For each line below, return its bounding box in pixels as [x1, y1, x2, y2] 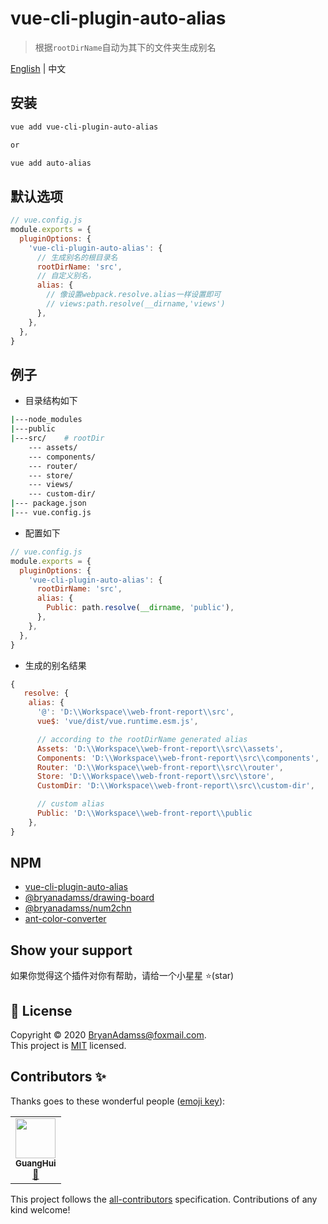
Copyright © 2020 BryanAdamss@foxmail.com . [10, 1029, 207, 1041]
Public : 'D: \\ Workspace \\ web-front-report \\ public [36, 808, 253, 818]
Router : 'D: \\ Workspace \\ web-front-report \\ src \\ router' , [36, 762, 284, 772]
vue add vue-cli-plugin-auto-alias [10, 122, 159, 132]
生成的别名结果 [24, 659, 87, 671]
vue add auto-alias [10, 158, 92, 168]
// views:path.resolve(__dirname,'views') [46, 299, 226, 309]
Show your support [10, 942, 133, 959]
